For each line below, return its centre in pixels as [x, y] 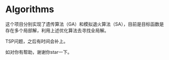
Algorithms [30, 9]
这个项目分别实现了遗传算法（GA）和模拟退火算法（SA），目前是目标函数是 [85, 24]
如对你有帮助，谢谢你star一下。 [39, 52]
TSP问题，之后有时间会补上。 [37, 41]
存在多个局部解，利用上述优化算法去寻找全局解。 [57, 30]
